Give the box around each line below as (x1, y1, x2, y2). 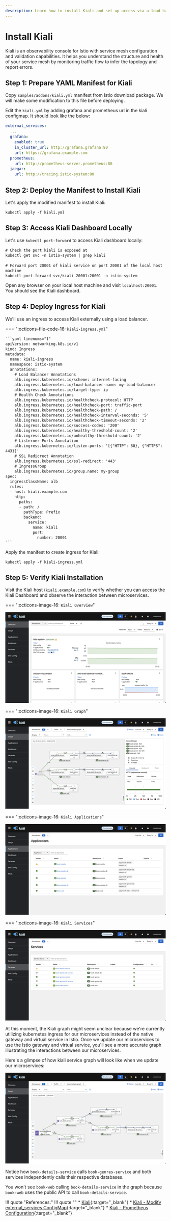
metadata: (5, 352, 26, 357)
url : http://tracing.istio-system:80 (14, 172, 95, 177)
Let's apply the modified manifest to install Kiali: (5, 199, 106, 205)
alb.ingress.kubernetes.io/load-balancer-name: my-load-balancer (14, 382, 156, 387)
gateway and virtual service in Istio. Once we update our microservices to (5, 1037, 160, 1043)
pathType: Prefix (23, 510, 60, 515)
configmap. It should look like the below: (5, 113, 90, 119)
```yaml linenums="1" (5, 336, 51, 341)
